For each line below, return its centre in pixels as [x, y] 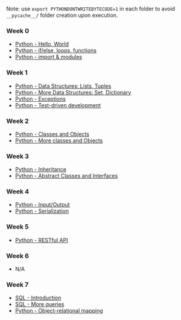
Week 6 [17, 256]
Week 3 [17, 156]
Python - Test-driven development [58, 105]
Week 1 [17, 73]
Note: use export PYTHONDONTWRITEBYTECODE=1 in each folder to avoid [91, 9]
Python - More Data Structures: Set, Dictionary [73, 92]
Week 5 [17, 227]
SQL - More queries [40, 304]
